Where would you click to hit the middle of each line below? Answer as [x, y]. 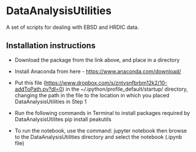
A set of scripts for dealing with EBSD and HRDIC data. [73, 27]
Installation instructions [51, 46]
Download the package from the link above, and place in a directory [97, 60]
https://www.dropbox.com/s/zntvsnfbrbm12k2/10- [106, 82]
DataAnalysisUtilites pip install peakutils [63, 119]
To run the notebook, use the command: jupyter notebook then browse [101, 130]
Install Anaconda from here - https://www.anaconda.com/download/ [98, 71]
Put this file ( [30, 82]
